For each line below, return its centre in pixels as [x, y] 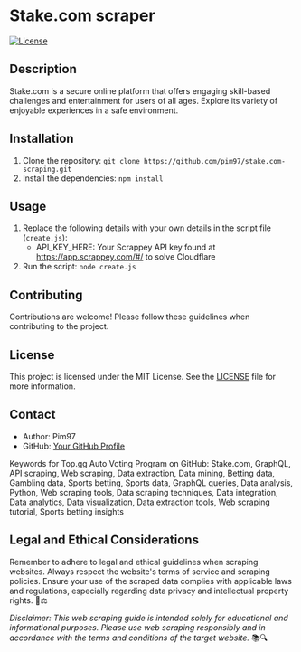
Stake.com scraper [82, 16]
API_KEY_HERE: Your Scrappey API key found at [126, 247]
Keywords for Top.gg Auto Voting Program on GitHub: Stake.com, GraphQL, [150, 463]
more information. [42, 386]
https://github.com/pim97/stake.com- [215, 161]
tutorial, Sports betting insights [67, 511]
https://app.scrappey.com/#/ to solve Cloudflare [126, 257]
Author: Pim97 [49, 436]
